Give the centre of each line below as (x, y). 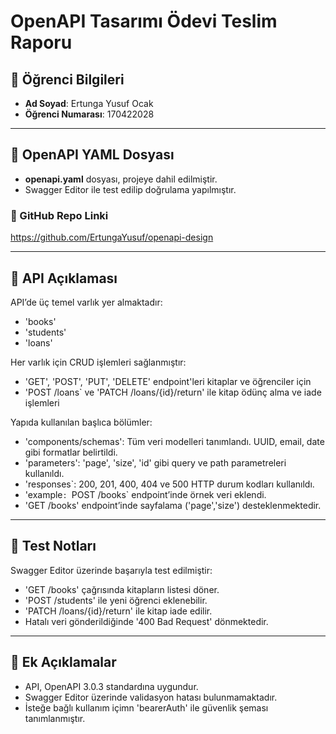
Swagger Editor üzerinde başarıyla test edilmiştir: (111, 570)
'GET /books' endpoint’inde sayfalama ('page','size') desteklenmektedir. (173, 505)
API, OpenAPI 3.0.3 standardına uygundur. (111, 686)
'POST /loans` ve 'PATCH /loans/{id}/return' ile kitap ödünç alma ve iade (173, 392)
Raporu (41, 42)
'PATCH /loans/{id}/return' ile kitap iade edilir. (118, 611)
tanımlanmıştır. (55, 718)
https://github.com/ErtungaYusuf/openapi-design (112, 237)
